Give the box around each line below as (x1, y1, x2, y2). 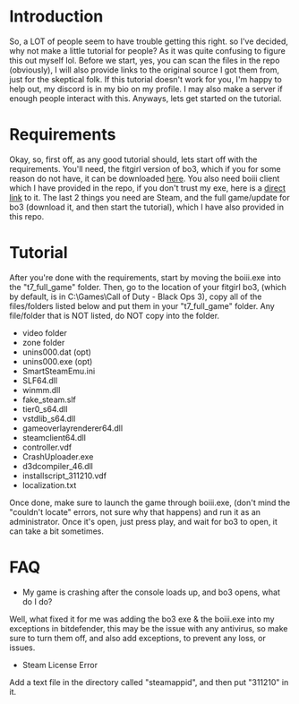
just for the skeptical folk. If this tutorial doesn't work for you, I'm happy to (9, 73, 282, 84)
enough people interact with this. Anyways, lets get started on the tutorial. (9, 92, 282, 104)
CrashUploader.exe (21, 451, 94, 462)
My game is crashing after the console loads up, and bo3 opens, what (21, 587, 280, 597)
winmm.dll (21, 384, 61, 395)
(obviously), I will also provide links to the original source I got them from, (9, 64, 280, 75)
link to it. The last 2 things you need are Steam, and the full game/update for (9, 192, 290, 202)
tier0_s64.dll (21, 403, 68, 414)
